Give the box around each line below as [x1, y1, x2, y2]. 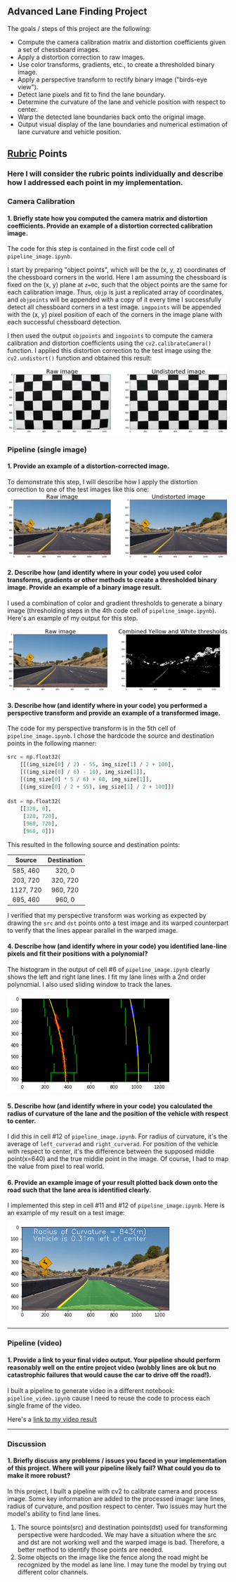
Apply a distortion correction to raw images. [17, 53, 145, 61]
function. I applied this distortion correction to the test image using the [7, 346, 211, 355]
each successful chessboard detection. [7, 318, 122, 326]
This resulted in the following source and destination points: [7, 840, 181, 849]
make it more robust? [7, 1472, 71, 1480]
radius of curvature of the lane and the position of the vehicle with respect [7, 1109, 228, 1117]
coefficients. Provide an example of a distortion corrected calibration [7, 221, 213, 230]
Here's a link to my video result [7, 1415, 97, 1423]
